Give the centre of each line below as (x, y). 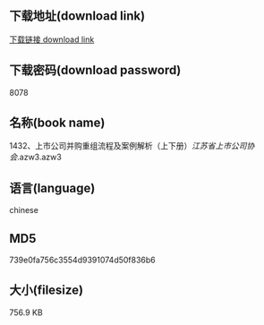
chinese (24, 210)
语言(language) (52, 188)
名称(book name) (57, 123)
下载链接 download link (52, 39)
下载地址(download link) (77, 16)
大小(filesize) (46, 291)
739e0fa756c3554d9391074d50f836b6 (83, 260)
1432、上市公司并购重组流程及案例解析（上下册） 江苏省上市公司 (128, 146)
